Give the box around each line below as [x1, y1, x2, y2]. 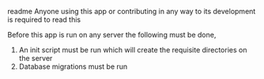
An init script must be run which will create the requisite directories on [18, 45, 247, 54]
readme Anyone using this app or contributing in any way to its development [7, 7, 256, 16]
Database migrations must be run [18, 62, 128, 71]
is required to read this [7, 15, 81, 24]
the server [18, 54, 53, 63]
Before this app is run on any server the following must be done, [7, 31, 217, 39]
